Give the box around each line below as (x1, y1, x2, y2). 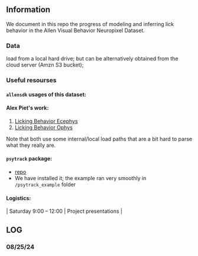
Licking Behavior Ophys (14, 124, 73, 131)
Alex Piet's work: (6, 104, 49, 111)
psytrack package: (6, 155, 53, 162)
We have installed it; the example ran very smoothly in (14, 175, 147, 182)
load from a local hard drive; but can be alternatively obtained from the (6, 55, 178, 62)
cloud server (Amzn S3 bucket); (6, 62, 84, 69)
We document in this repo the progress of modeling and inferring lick (6, 20, 174, 27)
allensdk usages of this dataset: (6, 91, 87, 98)
